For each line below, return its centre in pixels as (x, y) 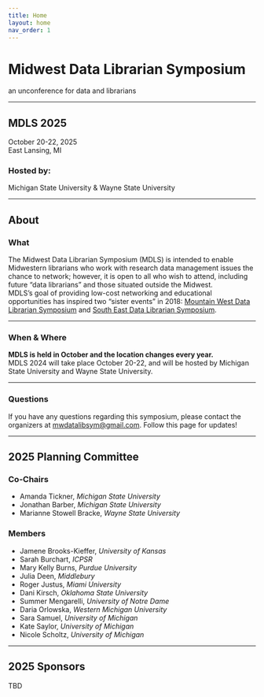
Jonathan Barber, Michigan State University (90, 505)
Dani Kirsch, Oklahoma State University (84, 592)
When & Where (37, 338)
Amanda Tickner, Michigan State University (90, 496)
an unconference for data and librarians (72, 91)
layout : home (29, 23)
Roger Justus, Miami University (70, 584)
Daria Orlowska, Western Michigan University (93, 609)
